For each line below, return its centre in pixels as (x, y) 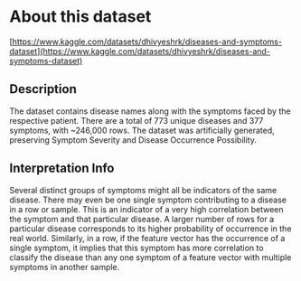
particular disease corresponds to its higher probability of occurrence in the (150, 229)
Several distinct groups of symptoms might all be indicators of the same (143, 190)
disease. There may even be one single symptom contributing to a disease (148, 200)
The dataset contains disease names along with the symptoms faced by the (150, 111)
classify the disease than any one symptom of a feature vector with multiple (150, 257)
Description (43, 89)
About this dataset (80, 17)
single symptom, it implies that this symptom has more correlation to (136, 248)
